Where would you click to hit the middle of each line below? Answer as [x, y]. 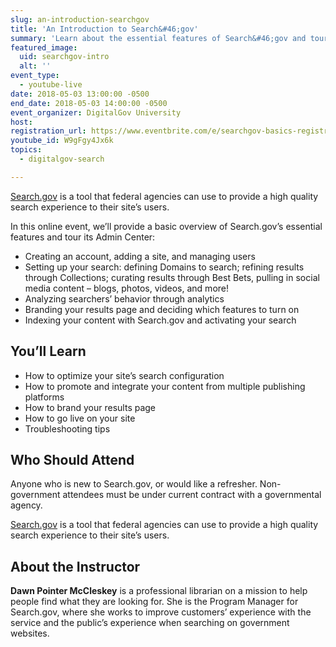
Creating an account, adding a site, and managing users [140, 256]
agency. [26, 505]
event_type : [35, 76]
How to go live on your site [80, 418]
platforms [44, 397]
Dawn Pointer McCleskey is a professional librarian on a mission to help [159, 591]
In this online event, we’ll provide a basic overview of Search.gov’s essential [166, 226]
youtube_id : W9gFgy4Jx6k [62, 141]
